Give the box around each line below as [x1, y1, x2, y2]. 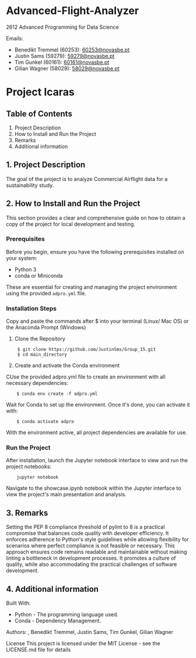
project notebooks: [6, 463, 51, 470]
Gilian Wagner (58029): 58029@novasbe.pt [14, 64, 120, 71]
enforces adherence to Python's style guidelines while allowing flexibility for [6, 536, 189, 543]
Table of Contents [6, 108, 73, 118]
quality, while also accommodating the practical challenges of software [6, 561, 177, 568]
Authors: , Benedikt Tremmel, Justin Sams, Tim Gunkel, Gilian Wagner [6, 629, 173, 636]
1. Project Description [6, 160, 86, 170]
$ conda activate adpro [16, 419, 75, 425]
